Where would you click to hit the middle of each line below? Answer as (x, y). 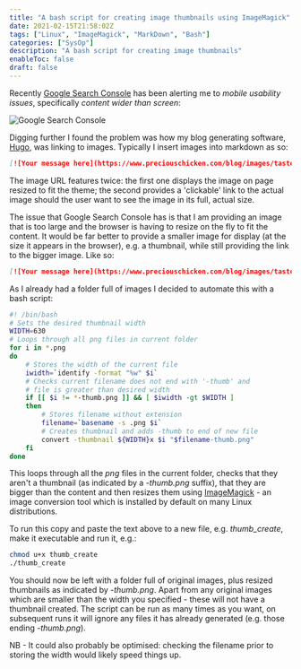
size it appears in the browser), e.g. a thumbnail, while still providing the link (149, 245)
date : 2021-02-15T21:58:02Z (62, 26)
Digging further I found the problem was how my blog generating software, (148, 137)
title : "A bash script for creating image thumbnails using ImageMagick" (150, 17)
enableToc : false (42, 59)
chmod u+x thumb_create (54, 555)
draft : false (34, 68)
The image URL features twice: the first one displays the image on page (142, 180)
